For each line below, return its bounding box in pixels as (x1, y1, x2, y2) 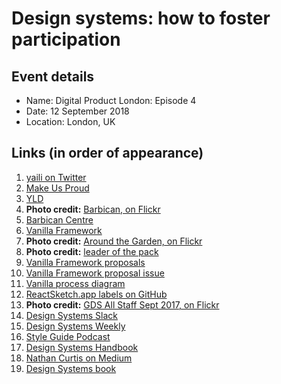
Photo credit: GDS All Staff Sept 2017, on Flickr (25, 298, 220, 311)
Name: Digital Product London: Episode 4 (25, 95, 197, 106)
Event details (11, 68, 95, 85)
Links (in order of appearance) (11, 145, 204, 162)
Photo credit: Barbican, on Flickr (25, 203, 161, 215)
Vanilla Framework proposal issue (25, 267, 165, 279)
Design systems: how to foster (11, 7, 271, 30)
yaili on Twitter (25, 171, 87, 183)
